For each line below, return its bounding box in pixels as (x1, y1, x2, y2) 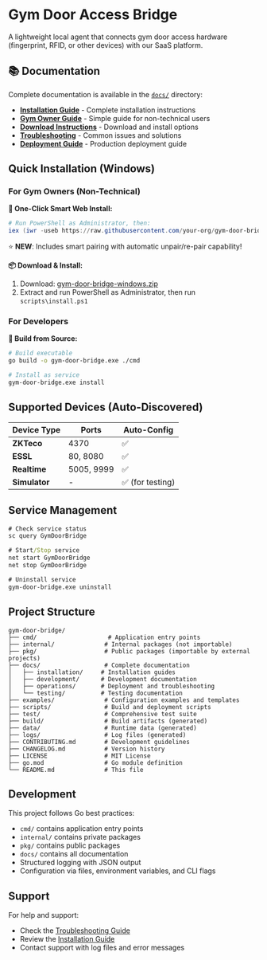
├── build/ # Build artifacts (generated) (8, 717, 208, 725)
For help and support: (8, 911, 79, 920)
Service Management (8, 504, 118, 517)
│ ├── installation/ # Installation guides (8, 668, 176, 676)
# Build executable (8, 349, 73, 358)
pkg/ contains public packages (19, 840, 121, 850)
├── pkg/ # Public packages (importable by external (8, 647, 250, 655)
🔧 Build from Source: (8, 334, 78, 343)
